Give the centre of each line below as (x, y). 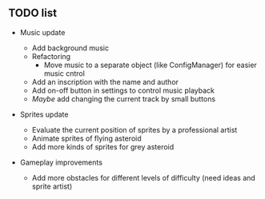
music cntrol (64, 73)
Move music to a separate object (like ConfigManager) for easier (151, 65)
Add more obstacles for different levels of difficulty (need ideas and (144, 177)
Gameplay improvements (61, 162)
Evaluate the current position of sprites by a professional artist (135, 129)
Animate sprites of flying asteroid (86, 138)
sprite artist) (52, 186)
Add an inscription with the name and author (105, 82)
